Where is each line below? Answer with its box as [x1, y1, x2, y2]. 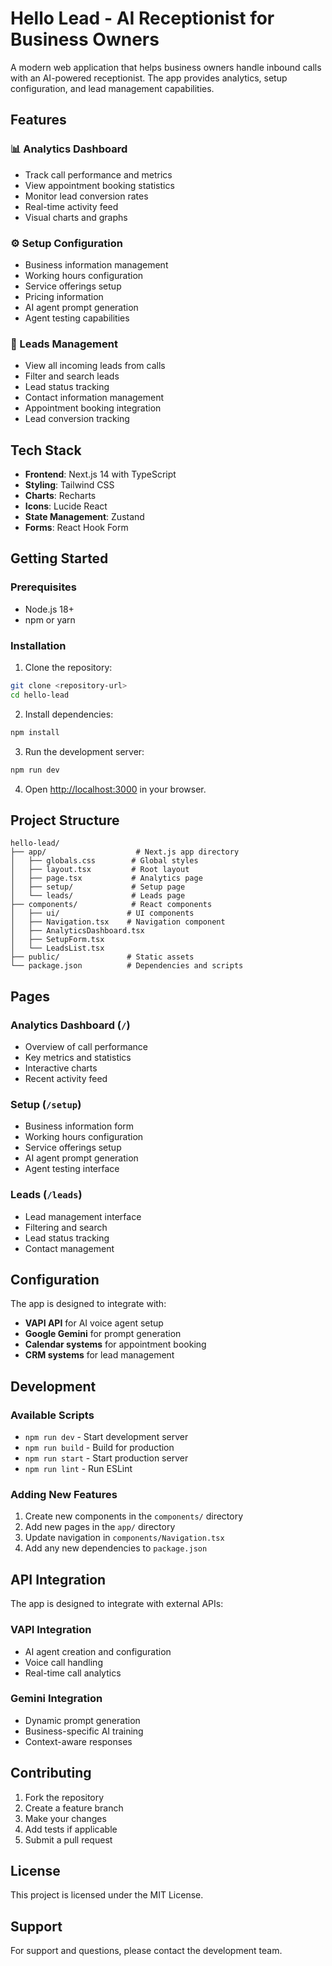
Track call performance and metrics [24, 168, 173, 181]
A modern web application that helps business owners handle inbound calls [10, 61, 322, 73]
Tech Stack [10, 442, 82, 459]
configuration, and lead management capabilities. [10, 82, 215, 94]
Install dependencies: [24, 708, 114, 720]
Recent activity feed [24, 1073, 108, 1085]
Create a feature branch [24, 1802, 124, 1814]
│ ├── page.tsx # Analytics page [10, 873, 203, 884]
